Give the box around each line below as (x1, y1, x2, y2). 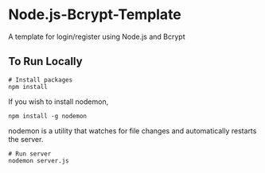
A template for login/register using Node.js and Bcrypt (8, 32, 185, 41)
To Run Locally (8, 55, 83, 68)
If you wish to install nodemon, (8, 97, 109, 106)
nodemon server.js (8, 156, 69, 164)
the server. (8, 134, 44, 144)
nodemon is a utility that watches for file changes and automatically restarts (8, 125, 257, 136)
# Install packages (8, 75, 73, 84)
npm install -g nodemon (8, 112, 88, 120)
